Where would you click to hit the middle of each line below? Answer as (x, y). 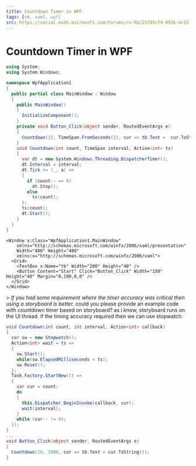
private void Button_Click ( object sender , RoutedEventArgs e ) (94, 126)
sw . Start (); (31, 354)
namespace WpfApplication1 (39, 83)
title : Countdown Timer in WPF (44, 11)
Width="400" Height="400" (48, 251)
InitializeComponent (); (50, 116)
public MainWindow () (41, 105)
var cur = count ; (38, 387)
